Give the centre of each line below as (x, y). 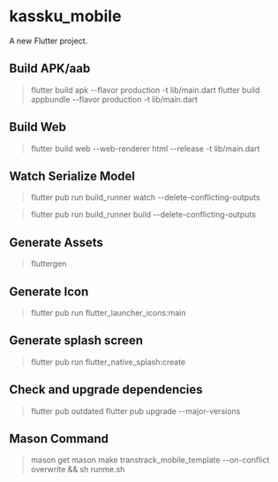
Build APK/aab (50, 69)
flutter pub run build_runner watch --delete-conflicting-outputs (145, 197)
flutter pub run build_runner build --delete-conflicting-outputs (143, 215)
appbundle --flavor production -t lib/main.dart (114, 99)
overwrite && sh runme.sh (78, 470)
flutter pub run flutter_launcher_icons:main (108, 313)
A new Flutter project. (49, 41)
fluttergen (49, 264)
